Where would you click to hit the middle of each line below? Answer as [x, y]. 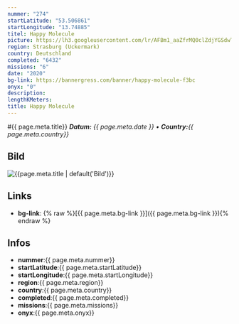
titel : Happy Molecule [41, 34]
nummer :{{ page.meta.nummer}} [66, 260]
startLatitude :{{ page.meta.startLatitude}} [80, 268]
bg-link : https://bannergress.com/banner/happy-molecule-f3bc [101, 80]
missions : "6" [28, 67]
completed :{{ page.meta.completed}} [73, 298]
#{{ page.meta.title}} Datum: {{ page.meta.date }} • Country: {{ [101, 126]
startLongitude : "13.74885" [49, 27]
